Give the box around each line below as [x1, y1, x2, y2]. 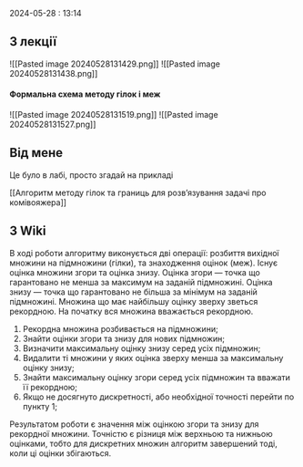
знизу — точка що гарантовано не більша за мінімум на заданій [9, 286, 258, 297]
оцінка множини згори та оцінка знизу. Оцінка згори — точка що [9, 266, 261, 277]
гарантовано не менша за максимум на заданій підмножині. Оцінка [9, 276, 273, 287]
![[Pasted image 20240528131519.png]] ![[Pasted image [9, 109, 218, 120]
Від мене [9, 145, 64, 161]
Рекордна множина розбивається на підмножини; [22, 323, 218, 334]
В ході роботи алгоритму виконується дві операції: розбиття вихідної [9, 247, 279, 258]
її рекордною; [22, 381, 78, 392]
